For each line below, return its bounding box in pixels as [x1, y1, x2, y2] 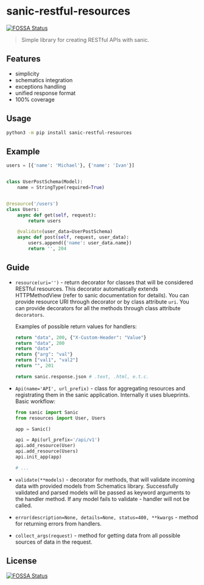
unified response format [15, 89, 76, 97]
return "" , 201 [15, 363, 54, 369]
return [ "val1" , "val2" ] [15, 357, 79, 363]
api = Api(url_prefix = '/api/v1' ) [15, 437, 100, 443]
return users [28, 218, 62, 224]
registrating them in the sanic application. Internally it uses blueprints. [15, 391, 190, 398]
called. [15, 502, 32, 509]
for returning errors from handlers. [15, 520, 102, 527]
